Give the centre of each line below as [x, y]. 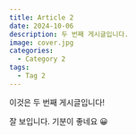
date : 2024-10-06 [42, 26]
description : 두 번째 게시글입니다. [69, 34]
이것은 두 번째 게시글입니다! [57, 102]
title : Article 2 [42, 17]
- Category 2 [42, 59]
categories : [31, 51]
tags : [19, 68]
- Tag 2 [32, 76]
